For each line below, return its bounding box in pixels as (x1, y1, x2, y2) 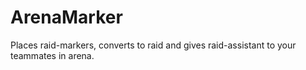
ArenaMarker (10, 6, 123, 29)
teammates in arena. (10, 49, 95, 61)
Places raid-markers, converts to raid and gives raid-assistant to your (10, 39, 297, 51)
